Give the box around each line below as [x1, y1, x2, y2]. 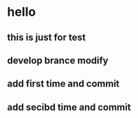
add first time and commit [7, 78, 120, 90]
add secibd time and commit [7, 101, 131, 113]
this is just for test [7, 32, 86, 43]
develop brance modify [7, 54, 108, 66]
